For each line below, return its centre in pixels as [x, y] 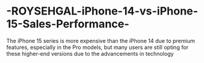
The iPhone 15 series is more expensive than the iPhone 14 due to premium [101, 41]
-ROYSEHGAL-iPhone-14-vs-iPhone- [102, 11]
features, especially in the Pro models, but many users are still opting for [97, 47]
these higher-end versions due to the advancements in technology [90, 53]
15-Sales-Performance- [68, 24]
